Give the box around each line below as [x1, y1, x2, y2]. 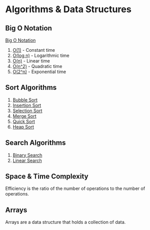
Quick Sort [12, 118, 35, 124]
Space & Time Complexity [5, 172, 89, 181]
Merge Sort [12, 113, 36, 119]
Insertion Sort [12, 102, 42, 108]
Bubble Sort [12, 96, 38, 103]
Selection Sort [12, 108, 43, 114]
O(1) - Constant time [12, 47, 55, 53]
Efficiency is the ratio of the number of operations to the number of [5, 185, 145, 191]
